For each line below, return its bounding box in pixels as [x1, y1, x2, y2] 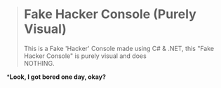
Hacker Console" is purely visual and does [23, 52, 147, 60]
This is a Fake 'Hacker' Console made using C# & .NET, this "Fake [23, 44, 215, 52]
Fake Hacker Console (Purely [23, 6, 197, 22]
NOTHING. [23, 59, 55, 67]
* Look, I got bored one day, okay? [6, 73, 107, 81]
